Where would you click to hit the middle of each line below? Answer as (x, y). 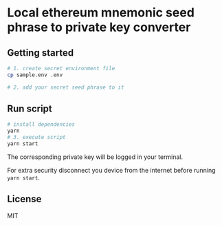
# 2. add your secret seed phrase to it (66, 87)
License (24, 199)
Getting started (41, 53)
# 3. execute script (37, 138)
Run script (30, 109)
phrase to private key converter (99, 27)
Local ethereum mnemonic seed (101, 13)
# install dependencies (41, 125)
